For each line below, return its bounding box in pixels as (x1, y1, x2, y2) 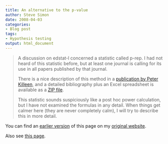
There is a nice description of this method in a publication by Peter (17, 75, 159, 82)
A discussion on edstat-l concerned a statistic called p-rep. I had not (17, 55, 163, 61)
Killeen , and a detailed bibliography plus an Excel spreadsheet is (17, 81, 154, 87)
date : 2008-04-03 (5, 17, 43, 22)
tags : (5, 31, 17, 36)
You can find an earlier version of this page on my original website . (5, 122, 146, 129)
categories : (5, 22, 31, 27)
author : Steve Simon (5, 12, 50, 17)
